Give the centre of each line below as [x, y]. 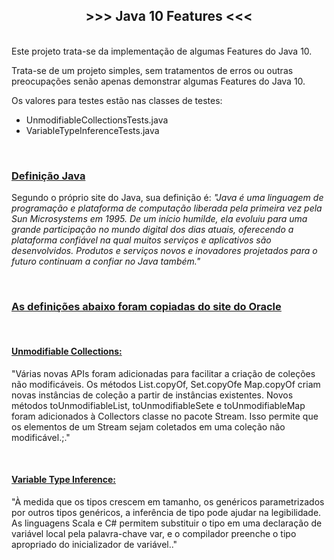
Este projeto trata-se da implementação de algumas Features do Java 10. [162, 51]
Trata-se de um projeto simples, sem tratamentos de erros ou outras [152, 70]
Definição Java [48, 176]
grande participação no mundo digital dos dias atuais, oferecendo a [152, 230]
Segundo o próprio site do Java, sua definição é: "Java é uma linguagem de [167, 198]
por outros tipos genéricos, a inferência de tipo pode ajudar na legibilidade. [166, 512]
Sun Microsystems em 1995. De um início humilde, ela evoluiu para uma [159, 219]
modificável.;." [41, 437]
